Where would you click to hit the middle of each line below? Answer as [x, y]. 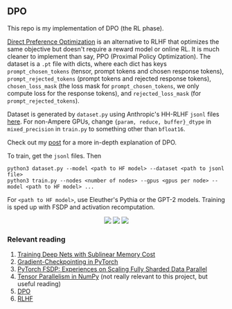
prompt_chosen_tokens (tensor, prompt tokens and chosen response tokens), [116, 71]
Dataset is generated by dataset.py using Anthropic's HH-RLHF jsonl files [113, 114]
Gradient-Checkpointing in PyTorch [68, 262]
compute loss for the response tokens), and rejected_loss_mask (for [104, 93]
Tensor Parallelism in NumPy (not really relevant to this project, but [112, 276]
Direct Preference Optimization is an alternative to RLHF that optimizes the [113, 42]
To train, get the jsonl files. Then [54, 156]
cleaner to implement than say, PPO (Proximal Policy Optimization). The [109, 56]
